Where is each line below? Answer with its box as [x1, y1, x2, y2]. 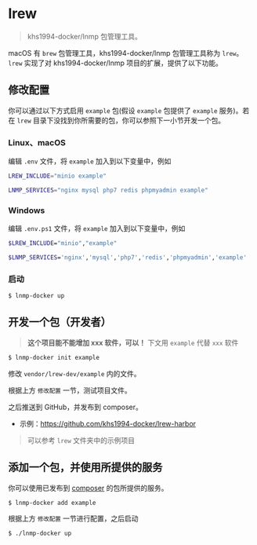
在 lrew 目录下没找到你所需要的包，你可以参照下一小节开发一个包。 [8, 115, 226, 125]
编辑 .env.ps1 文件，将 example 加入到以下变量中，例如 [8, 224, 186, 233]
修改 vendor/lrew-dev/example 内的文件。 [8, 368, 141, 378]
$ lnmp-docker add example [8, 499, 96, 507]
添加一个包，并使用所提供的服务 [8, 461, 163, 474]
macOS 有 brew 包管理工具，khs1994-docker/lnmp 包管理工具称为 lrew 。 [8, 48, 244, 57]
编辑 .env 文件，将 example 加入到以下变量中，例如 [8, 156, 172, 166]
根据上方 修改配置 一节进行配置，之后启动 [8, 514, 139, 523]
